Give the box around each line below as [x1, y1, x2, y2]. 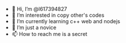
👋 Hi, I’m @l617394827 [11, 6, 67, 12]
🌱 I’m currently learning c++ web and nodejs [11, 18, 120, 24]
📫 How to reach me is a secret [11, 31, 88, 37]
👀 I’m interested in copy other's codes [11, 12, 105, 19]
